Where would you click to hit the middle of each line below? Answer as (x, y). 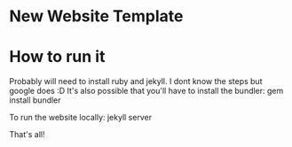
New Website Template (96, 16)
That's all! (27, 135)
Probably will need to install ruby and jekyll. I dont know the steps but (136, 81)
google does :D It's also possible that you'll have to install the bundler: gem (146, 91)
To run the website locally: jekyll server (81, 118)
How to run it (57, 57)
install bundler (35, 100)
